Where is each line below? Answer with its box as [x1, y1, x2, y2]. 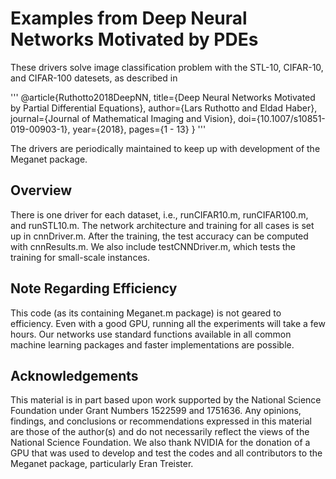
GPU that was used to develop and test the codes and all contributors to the [10, 447, 323, 459]
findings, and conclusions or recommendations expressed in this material [10, 415, 312, 427]
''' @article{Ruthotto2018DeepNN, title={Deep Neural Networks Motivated [10, 91, 316, 103]
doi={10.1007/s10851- [238, 112, 326, 124]
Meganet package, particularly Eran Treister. [10, 458, 194, 470]
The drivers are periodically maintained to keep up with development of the [10, 142, 321, 154]
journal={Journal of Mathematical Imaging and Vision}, [10, 112, 237, 124]
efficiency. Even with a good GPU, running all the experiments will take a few [10, 317, 326, 329]
